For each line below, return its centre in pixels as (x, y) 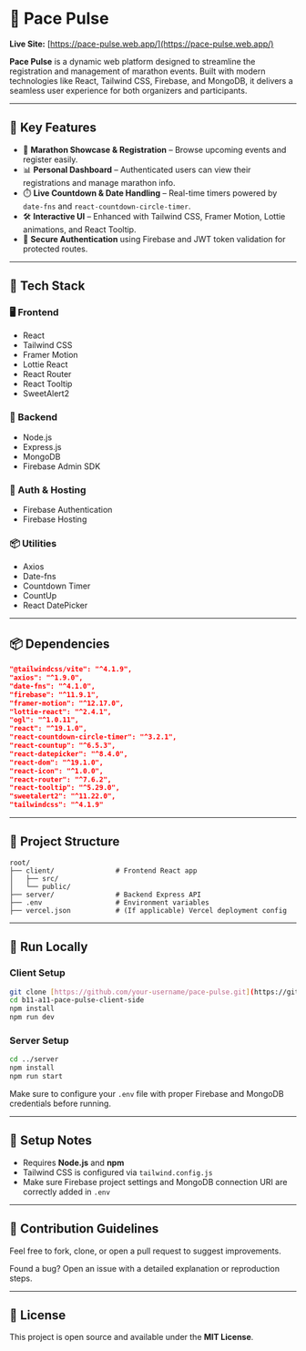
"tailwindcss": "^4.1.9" (56, 805)
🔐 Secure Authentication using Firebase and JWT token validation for (154, 239)
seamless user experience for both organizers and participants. (128, 90)
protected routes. (55, 249)
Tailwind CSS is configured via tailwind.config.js (117, 1172)
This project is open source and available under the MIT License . (132, 1337)
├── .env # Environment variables (109, 902)
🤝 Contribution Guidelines (84, 1229)
